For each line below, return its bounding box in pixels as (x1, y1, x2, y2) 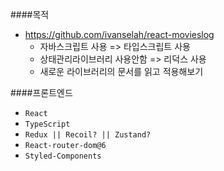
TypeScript (24, 119, 71, 129)
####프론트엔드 (10, 87, 73, 98)
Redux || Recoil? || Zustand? (24, 130, 152, 140)
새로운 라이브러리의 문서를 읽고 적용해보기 (39, 66, 204, 77)
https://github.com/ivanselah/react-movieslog (24, 29, 215, 40)
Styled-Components (24, 151, 102, 161)
